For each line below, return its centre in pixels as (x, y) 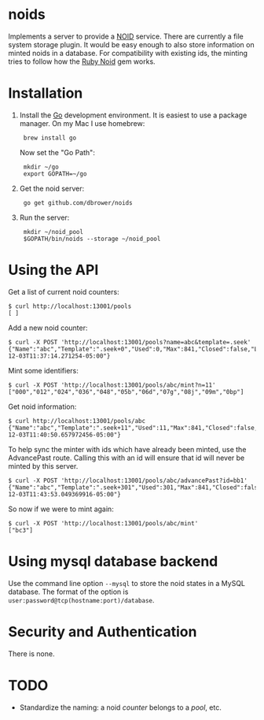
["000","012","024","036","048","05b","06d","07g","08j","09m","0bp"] (126, 392)
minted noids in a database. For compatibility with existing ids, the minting (128, 53)
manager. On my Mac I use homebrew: (82, 123)
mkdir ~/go (41, 167)
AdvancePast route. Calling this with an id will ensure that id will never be (126, 458)
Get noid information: (42, 406)
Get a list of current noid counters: (64, 291)
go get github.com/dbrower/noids (78, 202)
